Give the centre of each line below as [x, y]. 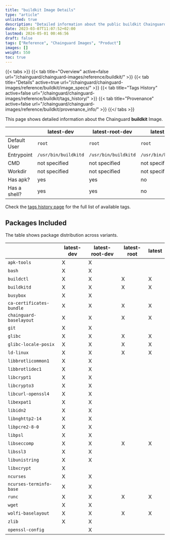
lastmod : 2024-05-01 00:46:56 [37, 34]
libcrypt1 [19, 377]
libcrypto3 [21, 386]
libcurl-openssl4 [29, 394]
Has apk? [19, 180]
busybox [17, 296]
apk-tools [19, 263]
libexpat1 [19, 402]
